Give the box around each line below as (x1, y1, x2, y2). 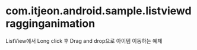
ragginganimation (5, 17, 96, 30)
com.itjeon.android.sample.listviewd (5, 4, 192, 18)
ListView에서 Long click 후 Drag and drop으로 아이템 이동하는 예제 (5, 37, 163, 44)
